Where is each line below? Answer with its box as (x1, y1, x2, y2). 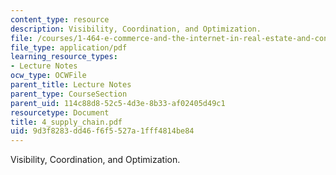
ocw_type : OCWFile (10, 71, 87, 81)
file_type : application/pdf (10, 42, 128, 53)
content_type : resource (10, 14, 110, 25)
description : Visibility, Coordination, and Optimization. (10, 24, 262, 34)
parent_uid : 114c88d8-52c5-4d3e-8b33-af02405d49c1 (10, 98, 226, 108)
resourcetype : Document (10, 107, 110, 118)
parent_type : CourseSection (10, 89, 128, 99)
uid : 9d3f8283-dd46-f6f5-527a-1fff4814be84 (10, 126, 195, 136)
